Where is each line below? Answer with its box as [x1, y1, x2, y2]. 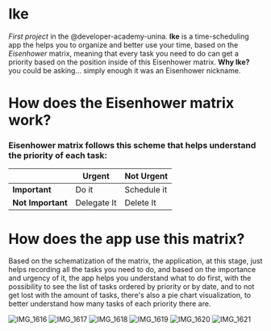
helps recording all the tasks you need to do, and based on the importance [8, 265, 256, 275]
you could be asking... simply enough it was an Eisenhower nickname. [8, 65, 241, 75]
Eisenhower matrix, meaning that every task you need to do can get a [8, 48, 240, 58]
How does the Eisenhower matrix [8, 94, 235, 113]
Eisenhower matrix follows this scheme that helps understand [8, 140, 256, 151]
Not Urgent [124, 171, 168, 182]
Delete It [124, 197, 156, 209]
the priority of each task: [8, 150, 107, 161]
